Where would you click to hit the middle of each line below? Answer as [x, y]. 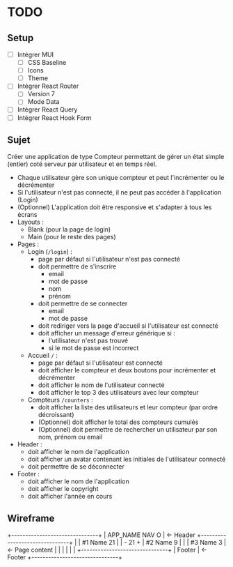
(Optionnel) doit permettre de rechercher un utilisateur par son [128, 430]
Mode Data [43, 102]
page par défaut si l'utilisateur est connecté [101, 363]
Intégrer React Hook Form [54, 118]
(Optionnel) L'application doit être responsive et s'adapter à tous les [114, 207]
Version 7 [41, 94]
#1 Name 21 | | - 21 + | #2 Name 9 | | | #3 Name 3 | [154, 543]
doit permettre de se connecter [83, 303]
